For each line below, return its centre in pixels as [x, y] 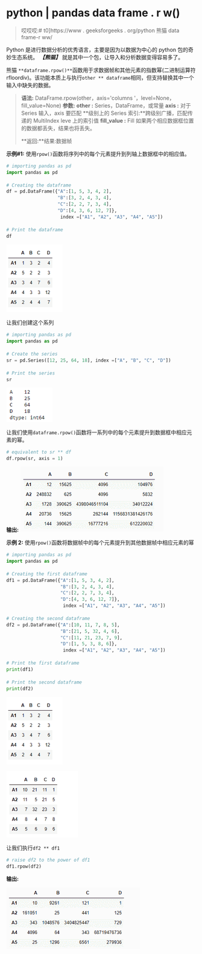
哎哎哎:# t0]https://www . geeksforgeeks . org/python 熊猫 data [100, 30]
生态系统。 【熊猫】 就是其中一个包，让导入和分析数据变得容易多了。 [97, 57]
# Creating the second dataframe [48, 618]
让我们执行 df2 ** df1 [33, 848]
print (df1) [20, 669]
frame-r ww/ [37, 37]
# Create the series [32, 354]
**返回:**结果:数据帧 [46, 141]
